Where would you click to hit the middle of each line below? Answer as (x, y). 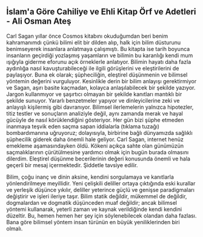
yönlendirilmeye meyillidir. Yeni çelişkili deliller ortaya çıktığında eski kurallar (101, 183)
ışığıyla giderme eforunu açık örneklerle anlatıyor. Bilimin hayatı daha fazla (99, 61)
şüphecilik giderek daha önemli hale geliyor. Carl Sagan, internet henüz (95, 139)
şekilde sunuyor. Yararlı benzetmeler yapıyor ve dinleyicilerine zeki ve (93, 100)
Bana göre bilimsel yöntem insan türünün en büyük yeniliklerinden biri (93, 222)
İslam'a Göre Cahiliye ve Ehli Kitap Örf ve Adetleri (101, 12)
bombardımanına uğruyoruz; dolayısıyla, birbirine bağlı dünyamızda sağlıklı (99, 132)
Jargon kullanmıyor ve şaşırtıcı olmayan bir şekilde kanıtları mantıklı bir (94, 94)
